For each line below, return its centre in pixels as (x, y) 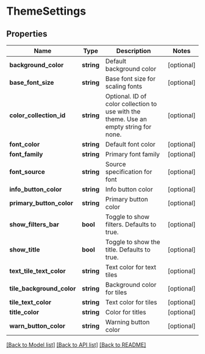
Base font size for (130, 79)
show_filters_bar (34, 224)
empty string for (128, 127)
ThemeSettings (46, 11)
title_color (24, 312)
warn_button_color (38, 326)
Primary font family (133, 154)
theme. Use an (126, 119)
